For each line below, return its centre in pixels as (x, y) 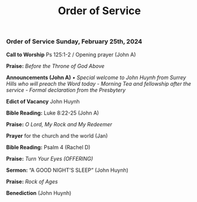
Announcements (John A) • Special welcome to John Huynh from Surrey (96, 77)
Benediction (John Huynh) (39, 193)
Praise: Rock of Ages (32, 181)
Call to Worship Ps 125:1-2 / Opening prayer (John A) (71, 54)
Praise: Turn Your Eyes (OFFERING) (50, 158)
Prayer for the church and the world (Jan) (57, 136)
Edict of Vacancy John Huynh (43, 101)
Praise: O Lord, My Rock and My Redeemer (59, 124)
